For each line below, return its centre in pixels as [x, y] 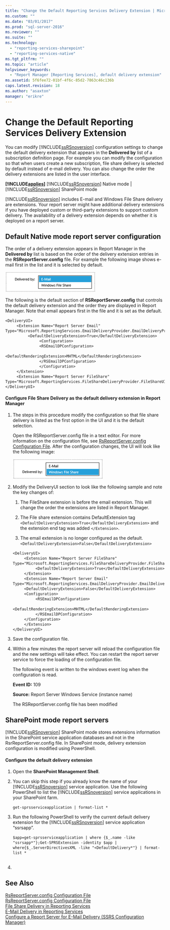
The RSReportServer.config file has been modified [65, 704]
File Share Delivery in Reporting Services [48, 906]
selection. [23, 425]
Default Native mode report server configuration [83, 236]
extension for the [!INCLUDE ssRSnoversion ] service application [79, 822]
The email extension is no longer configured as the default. [81, 538]
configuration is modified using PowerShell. [51, 748]
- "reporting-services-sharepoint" [47, 48]
